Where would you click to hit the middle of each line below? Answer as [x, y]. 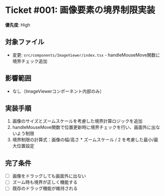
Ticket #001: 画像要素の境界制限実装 [80, 10]
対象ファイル [25, 42]
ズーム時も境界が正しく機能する [45, 182]
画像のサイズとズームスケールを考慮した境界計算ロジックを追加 [77, 121]
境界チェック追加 [30, 61]
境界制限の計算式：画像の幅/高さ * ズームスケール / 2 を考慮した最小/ [83, 140]
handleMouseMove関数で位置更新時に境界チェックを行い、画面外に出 [84, 128]
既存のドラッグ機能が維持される [45, 189]
